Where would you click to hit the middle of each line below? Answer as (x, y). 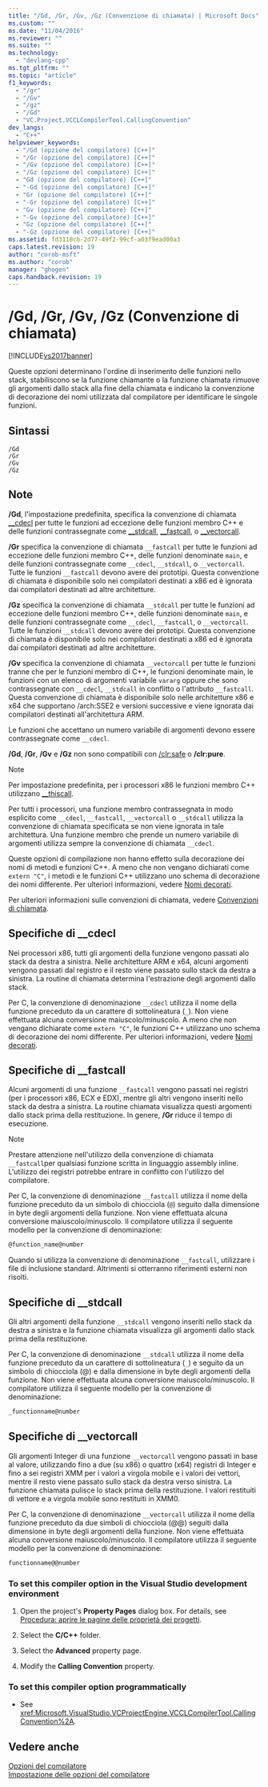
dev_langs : (26, 128)
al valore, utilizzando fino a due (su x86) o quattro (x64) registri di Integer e (132, 1464)
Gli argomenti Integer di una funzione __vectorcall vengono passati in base (133, 1456)
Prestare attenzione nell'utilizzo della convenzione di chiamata (111, 1155)
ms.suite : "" (30, 46)
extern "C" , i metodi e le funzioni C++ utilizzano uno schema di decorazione (134, 875)
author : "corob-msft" (44, 254)
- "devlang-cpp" (42, 61)
